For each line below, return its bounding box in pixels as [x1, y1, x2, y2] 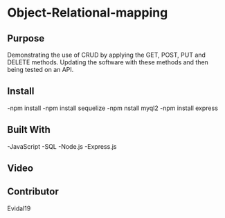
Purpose [7, 33, 45, 44]
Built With [7, 124, 51, 136]
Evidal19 [7, 204, 31, 212]
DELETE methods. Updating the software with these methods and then [7, 58, 209, 66]
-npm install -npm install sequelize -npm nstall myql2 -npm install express [7, 104, 218, 112]
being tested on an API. [7, 66, 74, 73]
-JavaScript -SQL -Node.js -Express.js [7, 142, 117, 150]
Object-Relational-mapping [7, 5, 168, 21]
